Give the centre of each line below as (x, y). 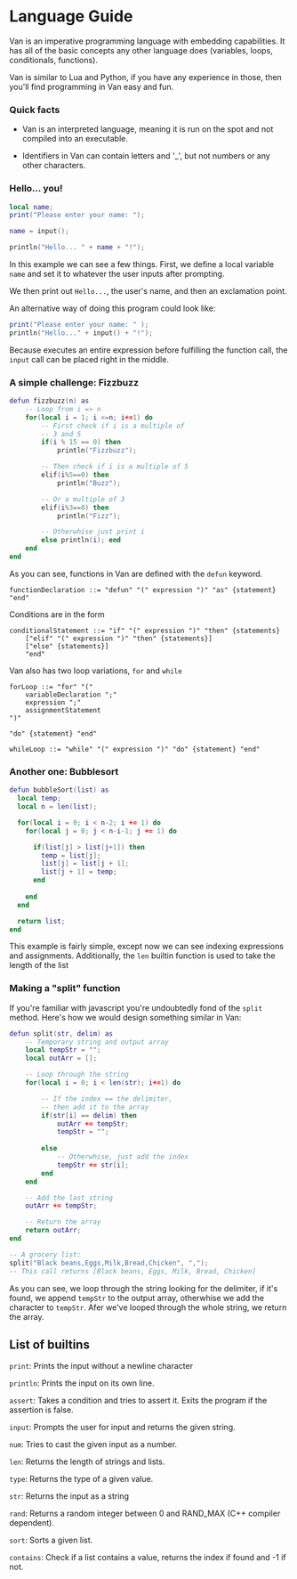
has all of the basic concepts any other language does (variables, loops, (141, 50)
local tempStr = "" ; (63, 1050)
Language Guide (71, 16)
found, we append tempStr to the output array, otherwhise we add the (137, 1298)
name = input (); (39, 232)
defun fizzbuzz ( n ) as (49, 401)
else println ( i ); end (81, 541)
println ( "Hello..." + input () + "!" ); (81, 333)
